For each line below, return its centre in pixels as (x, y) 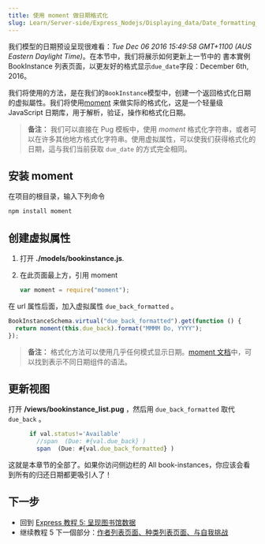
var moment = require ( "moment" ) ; (75, 290)
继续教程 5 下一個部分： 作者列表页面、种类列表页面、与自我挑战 (124, 532)
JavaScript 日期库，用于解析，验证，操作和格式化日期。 (99, 112)
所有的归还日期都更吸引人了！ (63, 475)
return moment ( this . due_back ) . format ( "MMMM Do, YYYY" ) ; (109, 328)
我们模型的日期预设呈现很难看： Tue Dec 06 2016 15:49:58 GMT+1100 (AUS (130, 46)
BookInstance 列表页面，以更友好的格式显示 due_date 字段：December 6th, (129, 66)
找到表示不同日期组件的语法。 (83, 361)
